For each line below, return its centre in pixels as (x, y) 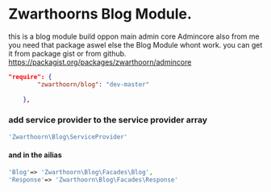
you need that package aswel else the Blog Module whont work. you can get (135, 44)
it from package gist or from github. (67, 53)
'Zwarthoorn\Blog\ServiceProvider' (68, 137)
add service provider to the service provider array (108, 120)
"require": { (30, 77)
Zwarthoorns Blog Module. (100, 14)
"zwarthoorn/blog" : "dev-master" (94, 84)
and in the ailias (35, 155)
